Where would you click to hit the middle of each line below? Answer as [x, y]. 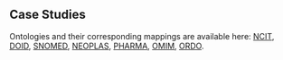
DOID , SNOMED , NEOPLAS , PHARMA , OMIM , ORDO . [107, 46]
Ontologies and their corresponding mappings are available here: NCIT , [142, 36]
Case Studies [47, 15]
